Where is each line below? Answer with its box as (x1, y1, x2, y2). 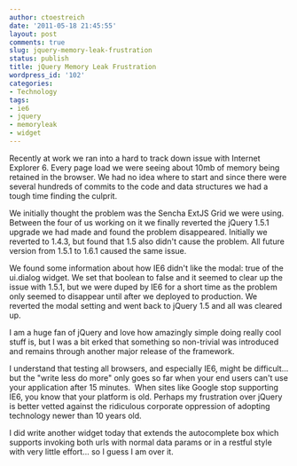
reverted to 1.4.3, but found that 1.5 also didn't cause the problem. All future (9, 236, 285, 247)
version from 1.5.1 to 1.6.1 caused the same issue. (9, 245, 187, 256)
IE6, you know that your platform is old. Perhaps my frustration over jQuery (9, 391, 283, 402)
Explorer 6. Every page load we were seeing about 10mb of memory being (9, 162, 280, 173)
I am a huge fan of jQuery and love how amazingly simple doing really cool (9, 327, 282, 337)
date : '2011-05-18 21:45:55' (9, 21, 117, 30)
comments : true (9, 37, 66, 47)
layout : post (9, 29, 58, 38)
